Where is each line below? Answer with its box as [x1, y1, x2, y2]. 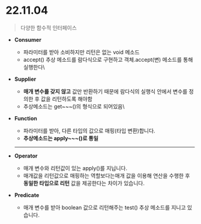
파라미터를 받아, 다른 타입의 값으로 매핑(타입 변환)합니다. [23, 127, 155, 134]
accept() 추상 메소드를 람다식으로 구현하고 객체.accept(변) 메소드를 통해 [23, 56, 193, 63]
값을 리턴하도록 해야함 [41, 95, 92, 102]
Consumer [14, 36, 41, 43]
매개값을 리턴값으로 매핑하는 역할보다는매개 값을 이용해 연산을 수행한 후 [23, 172, 190, 179]
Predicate [14, 191, 40, 198]
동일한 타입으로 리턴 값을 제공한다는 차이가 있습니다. [23, 179, 145, 186]
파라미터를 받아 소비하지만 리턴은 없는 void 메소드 [23, 49, 140, 56]
